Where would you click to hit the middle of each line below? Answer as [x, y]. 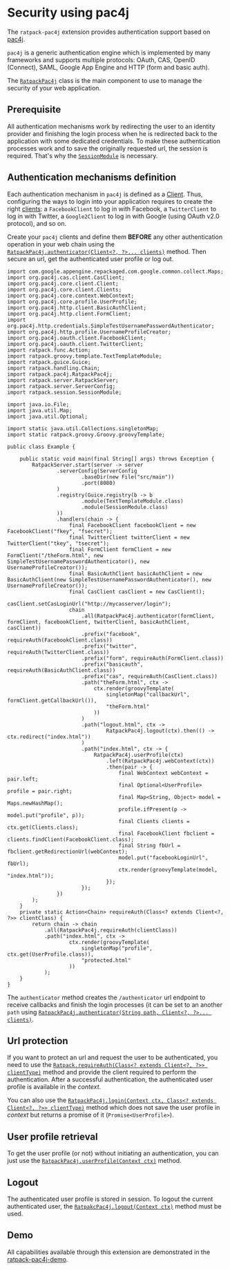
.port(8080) [98, 483]
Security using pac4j [68, 13]
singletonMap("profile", [117, 948]
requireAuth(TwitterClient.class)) [58, 652]
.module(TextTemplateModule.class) [133, 501]
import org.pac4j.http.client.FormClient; [69, 314]
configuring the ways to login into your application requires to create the [110, 201]
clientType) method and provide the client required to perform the [102, 1072]
